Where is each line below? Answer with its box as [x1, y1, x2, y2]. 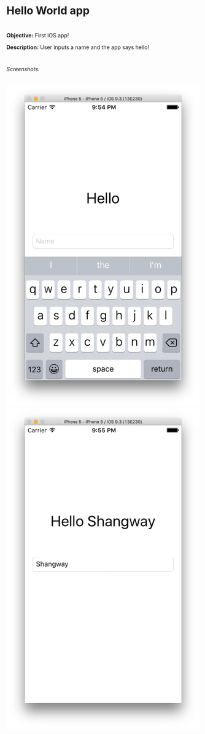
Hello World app [6, 4, 90, 18]
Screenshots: [6, 65, 40, 72]
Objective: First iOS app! [6, 32, 69, 39]
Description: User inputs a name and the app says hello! [6, 44, 149, 51]
